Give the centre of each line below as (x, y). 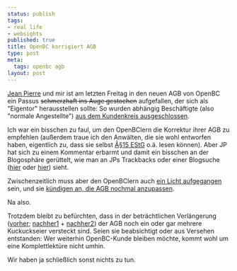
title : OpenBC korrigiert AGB (52, 47)
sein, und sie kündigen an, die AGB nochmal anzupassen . (91, 188)
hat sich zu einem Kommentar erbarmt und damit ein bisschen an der (108, 152)
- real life (25, 27)
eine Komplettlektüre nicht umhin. (56, 246)
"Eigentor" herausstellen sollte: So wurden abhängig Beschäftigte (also (111, 108)
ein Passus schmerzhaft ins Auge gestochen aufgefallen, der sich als (108, 100)
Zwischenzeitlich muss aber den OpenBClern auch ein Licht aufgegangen (115, 180)
